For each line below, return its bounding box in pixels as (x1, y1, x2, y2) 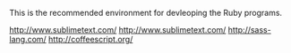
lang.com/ (9, 34, 47, 44)
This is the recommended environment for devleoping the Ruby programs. (9, 8, 283, 18)
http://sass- (227, 25, 271, 34)
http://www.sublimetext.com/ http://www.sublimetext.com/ (9, 25, 227, 34)
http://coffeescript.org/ (47, 34, 133, 44)
